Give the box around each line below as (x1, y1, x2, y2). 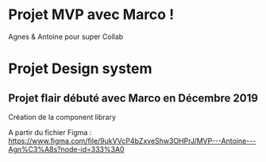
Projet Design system (8, 60, 152, 78)
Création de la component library (8, 112, 117, 121)
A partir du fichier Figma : (8, 127, 92, 137)
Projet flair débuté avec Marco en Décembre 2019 (8, 91, 258, 105)
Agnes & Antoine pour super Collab (8, 32, 124, 41)
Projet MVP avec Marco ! (8, 6, 175, 24)
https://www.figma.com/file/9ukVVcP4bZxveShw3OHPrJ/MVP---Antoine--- (8, 136, 256, 145)
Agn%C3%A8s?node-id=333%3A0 (8, 145, 125, 154)
